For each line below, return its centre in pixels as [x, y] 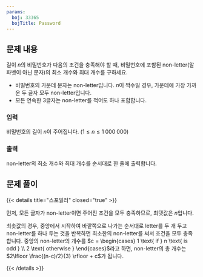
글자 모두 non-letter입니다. [60, 93]
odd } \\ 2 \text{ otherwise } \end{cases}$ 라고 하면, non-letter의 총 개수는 [96, 248]
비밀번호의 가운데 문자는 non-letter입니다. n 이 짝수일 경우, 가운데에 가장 [100, 85]
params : [16, 12]
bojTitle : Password [36, 23]
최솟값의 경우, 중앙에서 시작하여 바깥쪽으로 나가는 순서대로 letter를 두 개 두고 [97, 226]
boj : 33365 [25, 18]
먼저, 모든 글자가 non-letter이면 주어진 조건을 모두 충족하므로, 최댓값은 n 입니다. [100, 213]
